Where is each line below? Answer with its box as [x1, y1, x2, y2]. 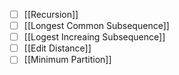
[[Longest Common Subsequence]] [23, 20, 170, 32]
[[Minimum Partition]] [23, 54, 112, 66]
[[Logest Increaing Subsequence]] [23, 31, 166, 43]
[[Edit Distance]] [23, 42, 92, 54]
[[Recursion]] [23, 9, 79, 20]
